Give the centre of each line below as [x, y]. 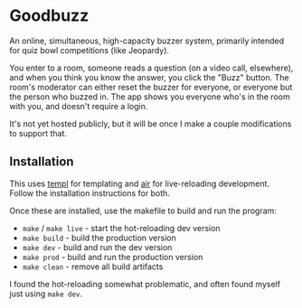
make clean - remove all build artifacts [93, 266]
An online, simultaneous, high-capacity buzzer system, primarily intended [147, 41]
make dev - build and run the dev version [97, 247]
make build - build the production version [99, 238]
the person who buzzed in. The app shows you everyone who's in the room [150, 97]
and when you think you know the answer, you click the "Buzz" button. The [149, 77]
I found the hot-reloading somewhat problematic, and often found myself [145, 284]
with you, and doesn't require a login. [79, 106]
